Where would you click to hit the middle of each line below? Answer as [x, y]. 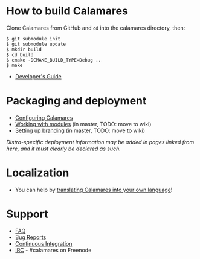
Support [27, 214]
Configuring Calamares [44, 117]
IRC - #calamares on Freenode [53, 250]
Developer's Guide [38, 76]
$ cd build [20, 55]
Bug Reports [31, 237]
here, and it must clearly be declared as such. [63, 149]
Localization [38, 173]
